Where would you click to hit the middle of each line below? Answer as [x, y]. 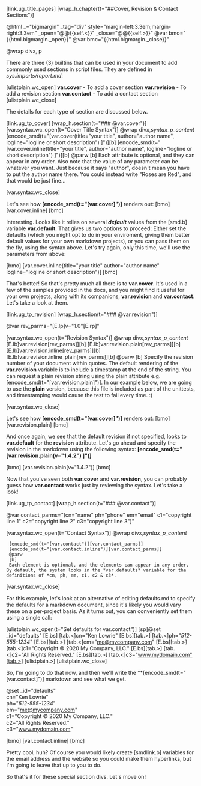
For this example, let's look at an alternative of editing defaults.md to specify [101, 598]
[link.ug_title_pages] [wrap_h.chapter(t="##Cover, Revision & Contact [92, 9]
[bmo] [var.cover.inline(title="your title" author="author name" [83, 266]
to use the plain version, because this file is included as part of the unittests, [101, 389]
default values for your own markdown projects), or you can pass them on [98, 241]
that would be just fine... [36, 181]
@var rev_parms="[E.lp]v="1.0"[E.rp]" [53, 326]
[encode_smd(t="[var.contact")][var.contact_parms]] [76, 544]
